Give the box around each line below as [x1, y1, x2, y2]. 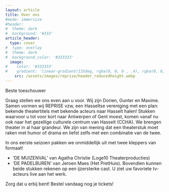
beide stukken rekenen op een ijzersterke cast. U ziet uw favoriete [12, 166, 152, 172]
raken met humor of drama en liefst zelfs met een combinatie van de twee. [5, 130, 162, 136]
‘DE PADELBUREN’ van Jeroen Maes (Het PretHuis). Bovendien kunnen [12, 160, 162, 166]
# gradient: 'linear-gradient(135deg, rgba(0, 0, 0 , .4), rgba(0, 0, [5, 69, 165, 74]
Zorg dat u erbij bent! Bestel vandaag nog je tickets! [5, 181, 114, 187]
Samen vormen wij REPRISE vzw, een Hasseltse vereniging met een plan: [5, 103, 159, 109]
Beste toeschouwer [5, 87, 46, 93]
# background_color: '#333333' [5, 54, 74, 60]
